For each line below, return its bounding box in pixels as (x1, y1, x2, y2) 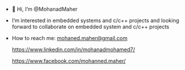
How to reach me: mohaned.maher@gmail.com (11, 35, 128, 41)
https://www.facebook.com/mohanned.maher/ (11, 58, 126, 64)
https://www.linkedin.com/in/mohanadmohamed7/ (11, 46, 136, 53)
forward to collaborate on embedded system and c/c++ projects (11, 24, 170, 30)
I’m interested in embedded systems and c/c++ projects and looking (11, 17, 180, 24)
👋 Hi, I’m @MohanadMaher (11, 6, 78, 12)
